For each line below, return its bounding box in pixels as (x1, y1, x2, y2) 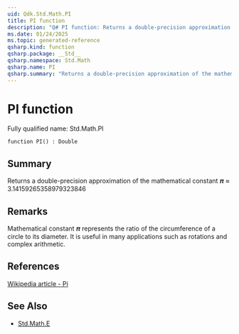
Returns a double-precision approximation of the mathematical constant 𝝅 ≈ (7, 176, 230, 186)
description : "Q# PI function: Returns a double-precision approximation (7, 24, 231, 31)
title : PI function (7, 17, 65, 24)
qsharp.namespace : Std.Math (7, 57, 91, 64)
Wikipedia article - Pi (7, 279, 69, 288)
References (7, 260, 60, 273)
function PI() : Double (7, 138, 78, 146)
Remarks (7, 205, 48, 218)
